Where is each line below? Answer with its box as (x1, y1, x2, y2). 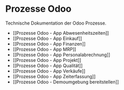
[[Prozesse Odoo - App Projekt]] (12, 57, 81, 63)
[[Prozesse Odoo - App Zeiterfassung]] (12, 73, 96, 79)
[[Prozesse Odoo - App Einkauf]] (12, 35, 82, 41)
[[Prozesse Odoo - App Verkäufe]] (12, 67, 86, 74)
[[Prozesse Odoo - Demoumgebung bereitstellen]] (12, 79, 119, 85)
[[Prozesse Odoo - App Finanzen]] (12, 40, 86, 47)
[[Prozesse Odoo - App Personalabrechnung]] (12, 52, 111, 58)
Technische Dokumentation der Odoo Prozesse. (5, 20, 107, 26)
